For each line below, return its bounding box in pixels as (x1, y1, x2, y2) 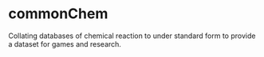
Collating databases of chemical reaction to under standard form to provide (8, 31, 256, 40)
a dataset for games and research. (8, 39, 122, 48)
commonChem (8, 5, 108, 23)
